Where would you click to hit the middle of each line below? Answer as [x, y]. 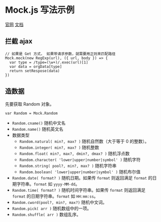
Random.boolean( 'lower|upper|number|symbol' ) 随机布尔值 [80, 172]
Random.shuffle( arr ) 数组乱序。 [47, 214]
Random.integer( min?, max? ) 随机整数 [59, 147]
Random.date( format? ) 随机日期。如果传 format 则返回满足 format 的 [82, 178]
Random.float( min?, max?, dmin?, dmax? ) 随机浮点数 [74, 153]
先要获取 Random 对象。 [30, 104]
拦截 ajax [19, 41]
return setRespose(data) [35, 71]
